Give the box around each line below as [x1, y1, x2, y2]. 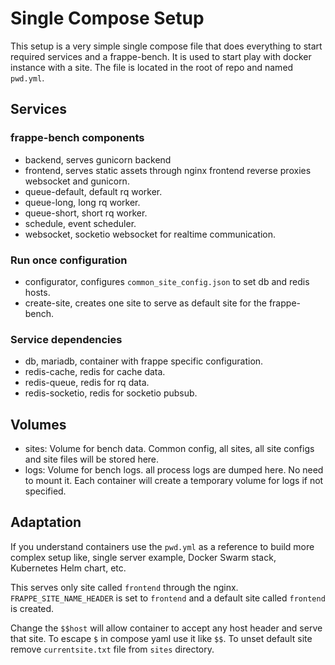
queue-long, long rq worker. [24, 196, 141, 208]
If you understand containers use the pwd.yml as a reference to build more [10, 540, 315, 552]
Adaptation [10, 514, 82, 531]
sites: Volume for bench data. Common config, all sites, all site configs [24, 443, 315, 455]
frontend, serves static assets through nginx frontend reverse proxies [24, 164, 312, 176]
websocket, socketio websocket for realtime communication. [24, 228, 277, 240]
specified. [24, 485, 67, 497]
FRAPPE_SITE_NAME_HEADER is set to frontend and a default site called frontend [10, 592, 326, 604]
